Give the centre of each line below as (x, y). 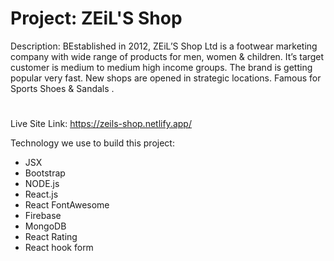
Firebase (43, 216)
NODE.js (42, 184)
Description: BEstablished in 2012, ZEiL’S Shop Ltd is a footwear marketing (164, 46)
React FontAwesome (67, 205)
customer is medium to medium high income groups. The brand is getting (161, 67)
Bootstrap (45, 173)
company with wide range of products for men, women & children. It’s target (167, 56)
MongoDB (45, 226)
